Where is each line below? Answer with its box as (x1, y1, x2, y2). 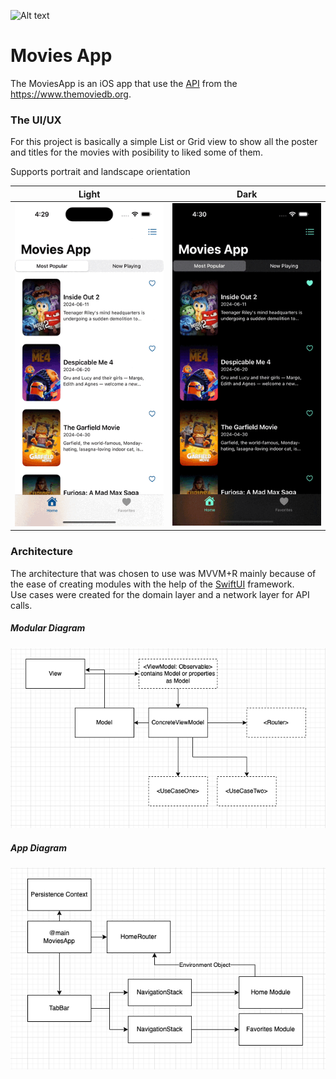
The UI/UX (10, 113, 62, 127)
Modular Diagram (10, 622, 86, 634)
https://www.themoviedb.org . (10, 88, 132, 100)
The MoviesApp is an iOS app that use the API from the (10, 77, 238, 89)
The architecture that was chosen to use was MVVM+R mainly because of (10, 567, 317, 579)
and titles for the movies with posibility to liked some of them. (10, 146, 263, 159)
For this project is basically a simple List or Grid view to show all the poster (10, 136, 318, 148)
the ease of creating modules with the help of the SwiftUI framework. (10, 578, 295, 590)
